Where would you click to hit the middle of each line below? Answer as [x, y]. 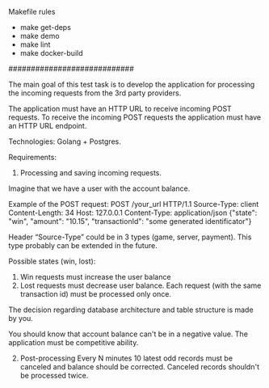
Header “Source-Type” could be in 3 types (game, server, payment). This [130, 237]
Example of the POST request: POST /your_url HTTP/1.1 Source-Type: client [134, 204]
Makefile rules [32, 12]
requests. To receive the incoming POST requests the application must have [134, 117]
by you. [21, 318]
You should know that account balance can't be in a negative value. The [128, 334]
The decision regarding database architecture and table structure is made [131, 310]
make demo [40, 36]
